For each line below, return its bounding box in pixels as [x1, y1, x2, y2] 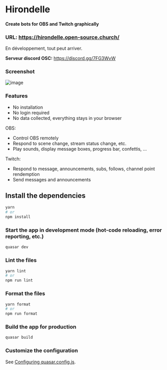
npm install [5, 214, 31, 220]
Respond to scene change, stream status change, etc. [12, 140, 127, 147]
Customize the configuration [5, 347, 78, 354]
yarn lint [5, 268, 27, 274]
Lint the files [5, 257, 37, 264]
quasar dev [5, 244, 29, 250]
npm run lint [5, 278, 33, 283]
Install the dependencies [5, 191, 86, 200]
